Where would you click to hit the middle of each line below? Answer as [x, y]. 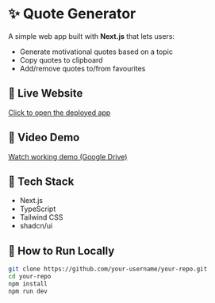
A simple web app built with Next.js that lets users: [92, 36]
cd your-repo [30, 277]
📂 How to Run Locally [61, 251]
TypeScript [38, 209]
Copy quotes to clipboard [61, 59]
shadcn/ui [36, 226]
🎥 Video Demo [44, 138]
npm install [28, 284]
